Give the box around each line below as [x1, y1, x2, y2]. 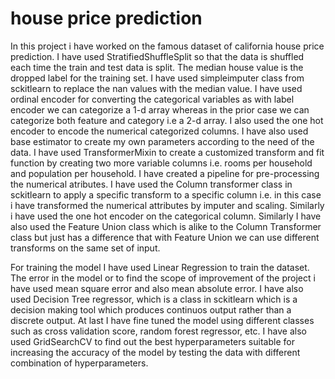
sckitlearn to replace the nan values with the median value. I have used [10, 82, 303, 94]
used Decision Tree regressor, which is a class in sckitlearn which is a [10, 293, 298, 305]
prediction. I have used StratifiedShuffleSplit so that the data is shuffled [10, 50, 305, 62]
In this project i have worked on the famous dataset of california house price [10, 40, 325, 52]
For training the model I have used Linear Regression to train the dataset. [10, 261, 310, 273]
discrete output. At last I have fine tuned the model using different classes [10, 314, 315, 326]
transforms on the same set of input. [10, 242, 161, 254]
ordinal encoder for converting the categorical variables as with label [10, 93, 295, 105]
